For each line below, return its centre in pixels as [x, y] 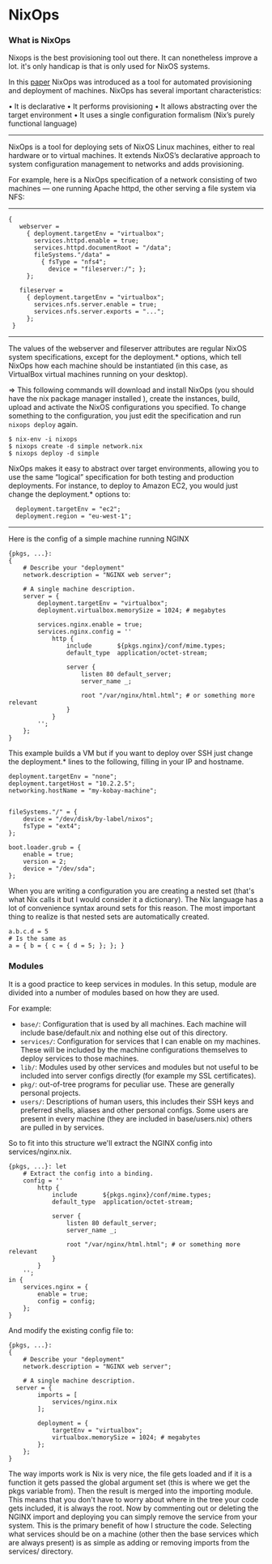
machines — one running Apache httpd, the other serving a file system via [132, 189]
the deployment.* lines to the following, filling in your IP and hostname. [126, 762]
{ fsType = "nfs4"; [74, 262]
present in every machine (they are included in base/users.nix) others [136, 1118]
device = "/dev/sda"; [59, 869]
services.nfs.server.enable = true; [96, 305]
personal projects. [50, 1092]
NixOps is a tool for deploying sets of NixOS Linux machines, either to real [132, 147]
